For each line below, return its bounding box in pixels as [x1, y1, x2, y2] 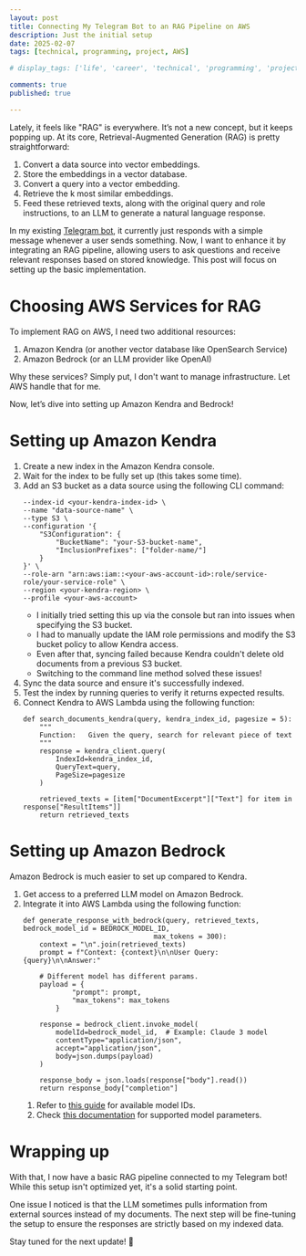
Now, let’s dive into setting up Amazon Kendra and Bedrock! [9, 398, 234, 409]
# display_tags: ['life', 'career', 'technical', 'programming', [9, 64, 262, 73]
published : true [9, 89, 71, 98]
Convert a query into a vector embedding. [22, 178, 180, 189]
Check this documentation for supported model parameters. [36, 1109, 262, 1120]
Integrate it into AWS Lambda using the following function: [22, 898, 241, 909]
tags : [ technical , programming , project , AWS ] [9, 47, 189, 57]
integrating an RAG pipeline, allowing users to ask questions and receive [9, 244, 280, 256]
